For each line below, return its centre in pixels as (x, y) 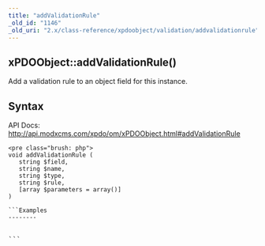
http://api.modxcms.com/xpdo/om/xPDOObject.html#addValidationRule (124, 134)
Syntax (26, 106)
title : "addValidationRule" (54, 15)
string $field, (43, 162)
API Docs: (24, 125)
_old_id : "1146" (35, 23)
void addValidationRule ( (50, 155)
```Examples (28, 210)
